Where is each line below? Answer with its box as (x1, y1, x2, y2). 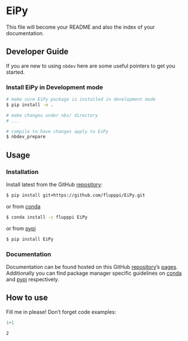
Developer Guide (6, 47, 69, 57)
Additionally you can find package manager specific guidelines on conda (6, 270, 182, 277)
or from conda (6, 203, 41, 210)
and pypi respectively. (6, 275, 60, 282)
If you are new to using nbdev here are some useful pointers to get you (6, 62, 176, 69)
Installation (6, 168, 39, 176)
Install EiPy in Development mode (6, 83, 104, 91)
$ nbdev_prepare (6, 134, 46, 140)
